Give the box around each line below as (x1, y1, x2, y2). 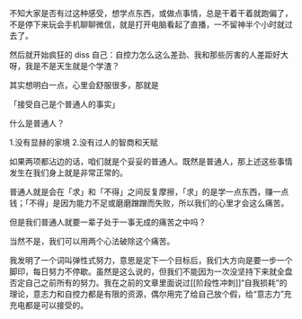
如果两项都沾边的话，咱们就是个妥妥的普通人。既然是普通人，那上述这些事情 (9, 156, 293, 166)
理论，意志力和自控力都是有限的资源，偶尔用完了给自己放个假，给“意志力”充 (9, 288, 292, 299)
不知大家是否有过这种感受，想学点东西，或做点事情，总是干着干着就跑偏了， (9, 8, 293, 18)
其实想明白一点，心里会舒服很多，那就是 (9, 80, 159, 90)
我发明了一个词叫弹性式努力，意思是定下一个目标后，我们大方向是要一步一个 (9, 255, 293, 265)
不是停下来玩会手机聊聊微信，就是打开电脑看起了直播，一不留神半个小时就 (9, 19, 285, 30)
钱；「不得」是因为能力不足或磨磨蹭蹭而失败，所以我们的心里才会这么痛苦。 (9, 198, 289, 208)
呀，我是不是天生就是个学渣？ (9, 61, 120, 71)
